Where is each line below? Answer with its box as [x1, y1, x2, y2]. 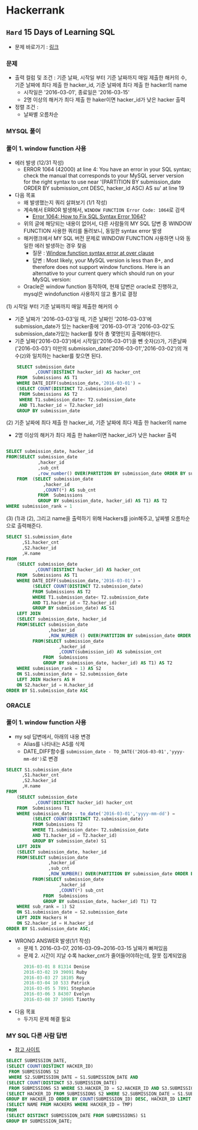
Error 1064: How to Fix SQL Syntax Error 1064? [32, 213, 146, 220]
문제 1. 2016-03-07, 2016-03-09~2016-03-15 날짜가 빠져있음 [23, 944, 168, 951]
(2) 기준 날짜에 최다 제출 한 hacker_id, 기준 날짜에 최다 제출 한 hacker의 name [6, 419, 187, 426]
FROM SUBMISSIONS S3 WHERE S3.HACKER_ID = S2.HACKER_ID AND [8, 1085, 160, 1091]
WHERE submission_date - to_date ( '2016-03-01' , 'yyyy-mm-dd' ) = [16, 810, 176, 817]
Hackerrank [6, 4, 65, 17]
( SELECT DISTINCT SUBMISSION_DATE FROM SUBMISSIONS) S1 [6, 1113, 146, 1119]
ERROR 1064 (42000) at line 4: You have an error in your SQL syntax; [23, 166, 192, 173]
